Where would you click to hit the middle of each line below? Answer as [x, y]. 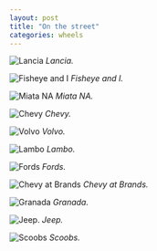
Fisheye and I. [97, 78]
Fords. [54, 167]
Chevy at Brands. [115, 184]
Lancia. [60, 61]
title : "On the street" [55, 26]
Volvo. [53, 131]
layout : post [34, 18]
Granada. [71, 203]
